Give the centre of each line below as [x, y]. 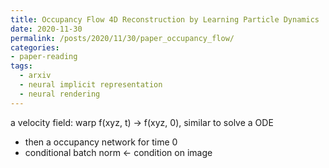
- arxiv [35, 76]
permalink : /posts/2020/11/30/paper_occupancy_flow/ [122, 38]
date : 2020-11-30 [46, 29]
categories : [35, 47]
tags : [21, 66]
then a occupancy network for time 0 [101, 142]
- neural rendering [60, 94]
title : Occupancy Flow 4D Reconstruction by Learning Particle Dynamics [165, 19]
